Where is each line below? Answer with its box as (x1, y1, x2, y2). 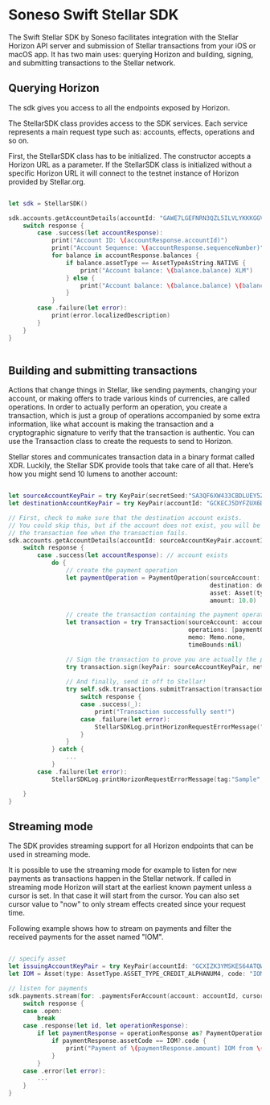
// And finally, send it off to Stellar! (65, 678, 207, 686)
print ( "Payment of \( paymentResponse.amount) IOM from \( (65, 1044, 264, 1053)
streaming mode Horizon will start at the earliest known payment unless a (8, 883, 252, 892)
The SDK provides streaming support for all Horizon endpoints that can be (8, 841, 254, 851)
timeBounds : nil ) (187, 641, 243, 649)
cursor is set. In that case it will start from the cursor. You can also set (8, 891, 239, 900)
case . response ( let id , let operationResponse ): (22, 1022, 189, 1030)
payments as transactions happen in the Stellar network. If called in (8, 874, 231, 883)
